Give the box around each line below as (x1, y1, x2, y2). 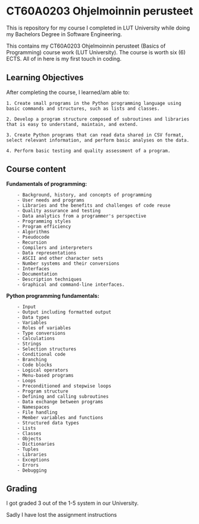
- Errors (17, 462, 39, 468)
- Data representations (17, 250, 77, 256)
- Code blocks (17, 362, 52, 368)
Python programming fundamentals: (6, 292, 100, 299)
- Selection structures (17, 346, 77, 352)
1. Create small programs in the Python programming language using (6, 100, 182, 106)
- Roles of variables (17, 324, 71, 331)
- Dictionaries (17, 441, 55, 447)
